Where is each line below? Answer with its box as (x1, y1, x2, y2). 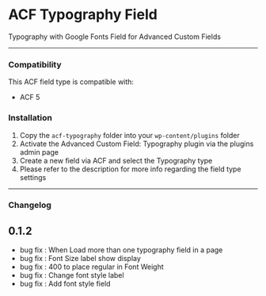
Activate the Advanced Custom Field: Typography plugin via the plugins (19, 139, 254, 148)
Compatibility (8, 59, 62, 70)
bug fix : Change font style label (19, 271, 124, 280)
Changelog (8, 200, 51, 211)
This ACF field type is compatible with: (8, 77, 135, 86)
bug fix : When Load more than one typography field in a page (19, 245, 223, 255)
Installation (8, 113, 53, 124)
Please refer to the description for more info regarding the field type (19, 164, 241, 174)
